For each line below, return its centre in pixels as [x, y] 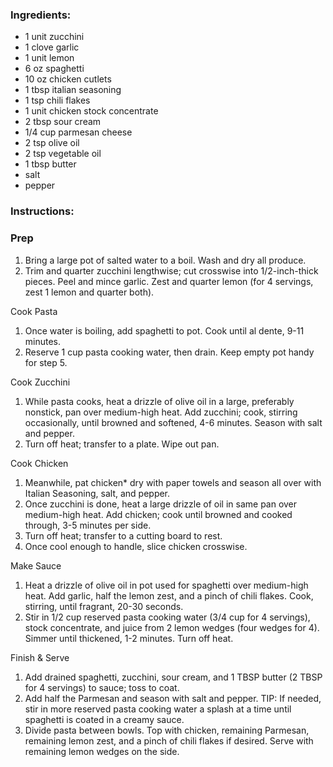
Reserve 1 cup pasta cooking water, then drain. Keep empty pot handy [169, 352]
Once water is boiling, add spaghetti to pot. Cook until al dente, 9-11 [164, 330]
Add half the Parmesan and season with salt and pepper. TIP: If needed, [173, 698]
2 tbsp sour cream [63, 122]
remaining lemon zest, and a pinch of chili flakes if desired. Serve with [169, 740]
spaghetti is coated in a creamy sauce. [104, 719]
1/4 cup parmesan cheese [78, 132]
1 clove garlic [52, 47]
